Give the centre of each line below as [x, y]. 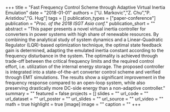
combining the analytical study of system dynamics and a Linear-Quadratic [84, 40]
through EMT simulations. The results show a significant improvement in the [85, 77]
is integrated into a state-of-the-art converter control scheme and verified [83, 72]
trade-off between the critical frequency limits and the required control [80, 61]
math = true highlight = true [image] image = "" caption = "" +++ [73, 104]
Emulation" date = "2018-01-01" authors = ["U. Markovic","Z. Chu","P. [78, 13]
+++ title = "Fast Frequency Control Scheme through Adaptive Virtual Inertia [85, 7]
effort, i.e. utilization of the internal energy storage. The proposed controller [85, 66]
